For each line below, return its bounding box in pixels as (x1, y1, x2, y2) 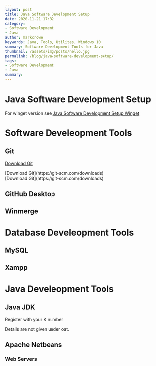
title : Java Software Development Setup (5, 12, 90, 17)
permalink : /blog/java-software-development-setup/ (5, 53, 114, 59)
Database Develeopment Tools (5, 227, 134, 238)
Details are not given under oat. (5, 326, 69, 332)
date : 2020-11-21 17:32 (5, 16, 54, 21)
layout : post (5, 7, 32, 12)
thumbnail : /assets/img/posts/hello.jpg (5, 49, 90, 54)
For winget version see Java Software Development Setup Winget (5, 110, 140, 116)
